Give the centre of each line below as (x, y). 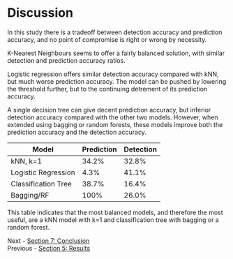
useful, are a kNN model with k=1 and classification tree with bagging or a (113, 220)
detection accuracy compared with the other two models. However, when (113, 117)
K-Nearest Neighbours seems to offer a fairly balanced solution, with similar (116, 53)
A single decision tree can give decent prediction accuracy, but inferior (109, 110)
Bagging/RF (30, 195)
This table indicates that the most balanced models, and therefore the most (115, 212)
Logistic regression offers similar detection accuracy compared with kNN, (113, 74)
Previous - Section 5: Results (49, 248)
